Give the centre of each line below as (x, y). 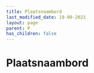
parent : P (18, 28)
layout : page (22, 23)
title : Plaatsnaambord (34, 12)
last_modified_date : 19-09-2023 (46, 17)
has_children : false (32, 34)
